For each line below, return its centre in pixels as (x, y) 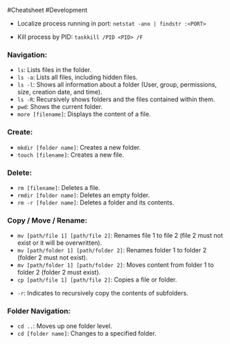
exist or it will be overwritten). (60, 243)
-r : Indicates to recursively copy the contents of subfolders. (103, 293)
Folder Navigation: (39, 311)
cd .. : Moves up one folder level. (64, 326)
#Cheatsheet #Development (47, 10)
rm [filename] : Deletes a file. (59, 187)
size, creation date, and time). (60, 92)
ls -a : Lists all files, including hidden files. (77, 77)
